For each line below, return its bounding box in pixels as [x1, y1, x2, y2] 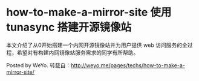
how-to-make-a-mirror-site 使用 [6, 5, 172, 19]
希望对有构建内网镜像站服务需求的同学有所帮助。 [16, 49, 139, 56]
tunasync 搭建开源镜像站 [6, 20, 132, 34]
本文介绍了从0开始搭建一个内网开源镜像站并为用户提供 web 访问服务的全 [6, 41, 188, 49]
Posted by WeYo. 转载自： [6, 61, 71, 69]
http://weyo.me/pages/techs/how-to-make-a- [70, 61, 186, 69]
